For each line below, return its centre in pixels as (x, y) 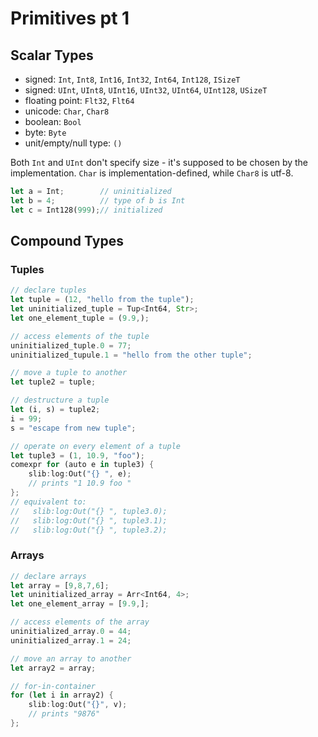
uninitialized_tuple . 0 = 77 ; (71, 345)
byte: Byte (45, 132)
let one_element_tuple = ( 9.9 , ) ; (80, 318)
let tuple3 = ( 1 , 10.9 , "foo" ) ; (77, 455)
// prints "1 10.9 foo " (80, 483)
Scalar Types (52, 55)
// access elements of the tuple (80, 336)
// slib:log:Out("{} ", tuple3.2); (89, 530)
